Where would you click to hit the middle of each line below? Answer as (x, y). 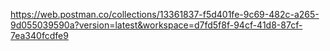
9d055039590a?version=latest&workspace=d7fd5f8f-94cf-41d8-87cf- (156, 25)
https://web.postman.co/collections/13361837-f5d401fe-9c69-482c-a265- (165, 14)
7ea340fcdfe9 (39, 35)
